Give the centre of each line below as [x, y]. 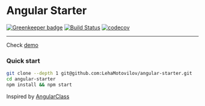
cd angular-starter [31, 79]
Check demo [22, 45]
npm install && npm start [39, 85]
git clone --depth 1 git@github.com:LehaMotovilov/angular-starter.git [99, 74]
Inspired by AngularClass [38, 96]
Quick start [23, 60]
